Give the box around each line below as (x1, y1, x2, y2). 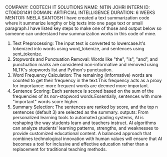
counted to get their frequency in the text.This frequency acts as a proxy (12, 77, 162, 83)
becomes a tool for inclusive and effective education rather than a (12, 141, 148, 147)
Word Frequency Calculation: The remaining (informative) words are (12, 72, 152, 78)
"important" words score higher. (12, 99, 79, 104)
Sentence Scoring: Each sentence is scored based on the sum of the (12, 88, 154, 94)
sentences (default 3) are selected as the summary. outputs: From (12, 109, 149, 115)
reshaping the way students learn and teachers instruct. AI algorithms (12, 120, 156, 126)
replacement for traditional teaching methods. (12, 147, 107, 152)
